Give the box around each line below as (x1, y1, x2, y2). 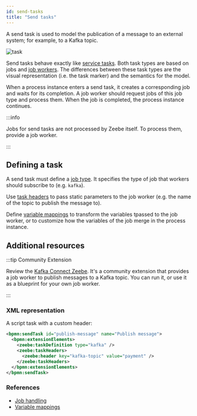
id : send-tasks (6, 8, 44, 15)
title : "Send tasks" (6, 14, 57, 20)
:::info (6, 113, 20, 121)
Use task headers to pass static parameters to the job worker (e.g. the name (6, 193, 192, 201)
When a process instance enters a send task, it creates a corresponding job (6, 83, 191, 90)
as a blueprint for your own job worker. (6, 280, 100, 287)
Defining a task (6, 160, 63, 170)
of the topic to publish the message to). (6, 199, 102, 207)
